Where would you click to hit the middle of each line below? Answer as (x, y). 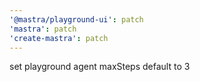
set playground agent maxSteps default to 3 (100, 67)
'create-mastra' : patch (59, 38)
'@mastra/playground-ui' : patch (76, 19)
